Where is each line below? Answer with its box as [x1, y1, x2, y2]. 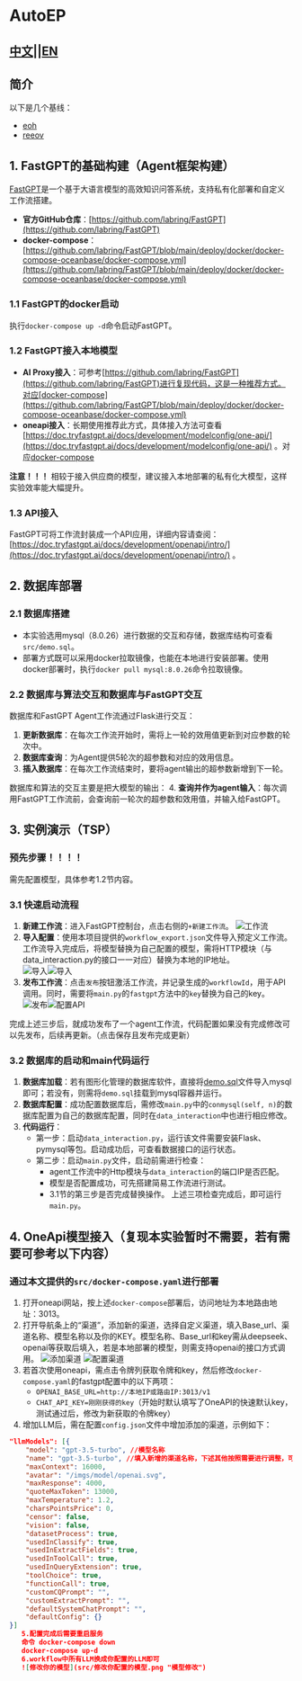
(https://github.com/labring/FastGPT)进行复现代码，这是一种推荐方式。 [22, 378, 286, 389]
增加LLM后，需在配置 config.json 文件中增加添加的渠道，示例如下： [22, 1419, 272, 1430]
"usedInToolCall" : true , [25, 1554, 119, 1563]
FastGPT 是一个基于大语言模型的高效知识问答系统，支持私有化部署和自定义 [9, 183, 286, 194]
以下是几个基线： [9, 103, 73, 113]
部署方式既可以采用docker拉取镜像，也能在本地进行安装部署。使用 [22, 652, 270, 663]
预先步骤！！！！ [9, 852, 84, 864]
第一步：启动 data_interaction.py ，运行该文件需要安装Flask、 [35, 1132, 267, 1143]
